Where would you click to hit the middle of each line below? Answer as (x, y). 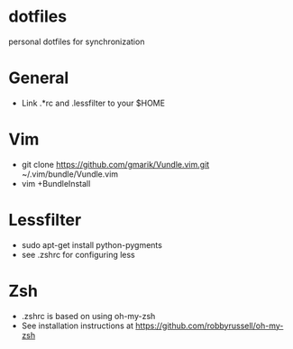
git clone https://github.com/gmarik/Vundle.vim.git (115, 164)
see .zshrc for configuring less (78, 254)
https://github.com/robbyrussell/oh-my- (210, 326)
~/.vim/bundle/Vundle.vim (70, 174)
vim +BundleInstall (56, 183)
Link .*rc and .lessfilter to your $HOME (93, 103)
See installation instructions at (78, 326)
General (39, 78)
